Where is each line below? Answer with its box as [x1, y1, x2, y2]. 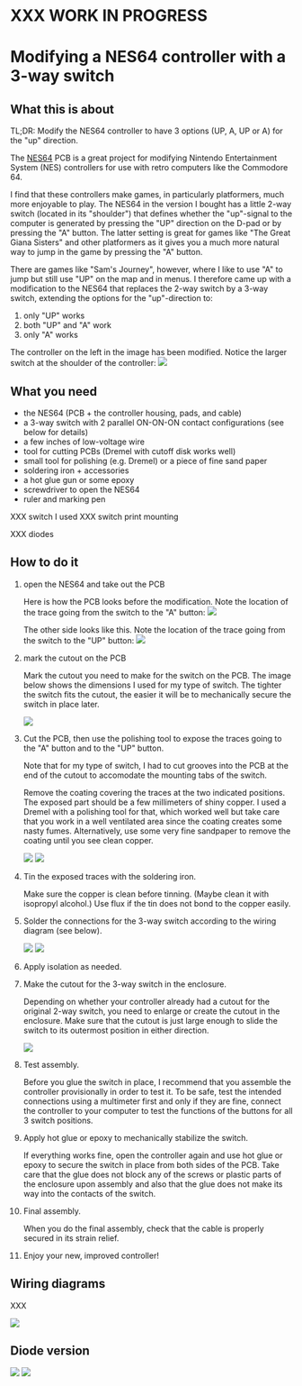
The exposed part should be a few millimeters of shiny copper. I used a [22, 797, 287, 807]
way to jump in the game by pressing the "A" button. [10, 247, 203, 258]
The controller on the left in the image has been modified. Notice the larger [10, 347, 288, 358]
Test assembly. [22, 1059, 80, 1070]
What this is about [10, 101, 115, 117]
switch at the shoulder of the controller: [10, 358, 156, 369]
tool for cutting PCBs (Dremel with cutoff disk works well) [22, 446, 236, 456]
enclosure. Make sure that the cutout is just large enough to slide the [22, 1015, 278, 1026]
